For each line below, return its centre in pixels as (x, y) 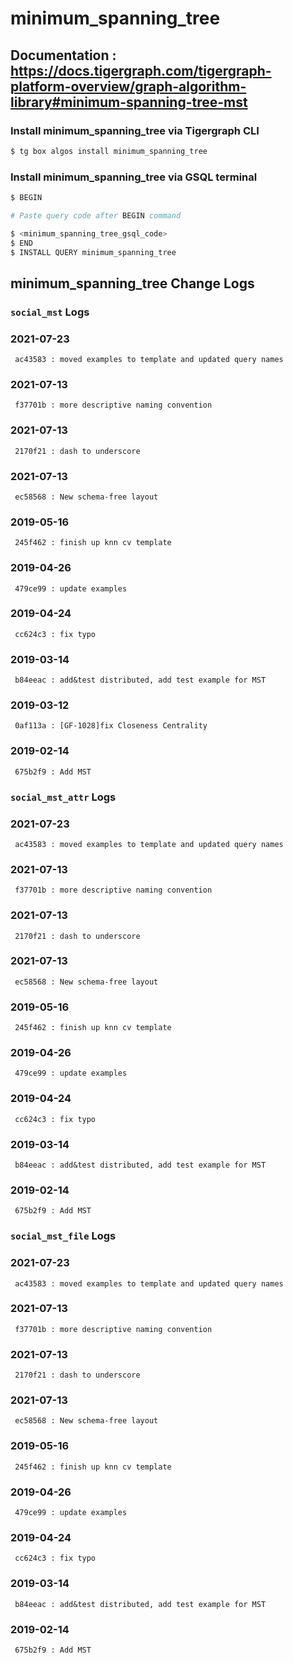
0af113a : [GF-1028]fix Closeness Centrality (111, 726)
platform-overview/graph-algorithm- (128, 86)
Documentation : (63, 55)
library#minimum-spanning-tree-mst (129, 102)
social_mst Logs (50, 312)
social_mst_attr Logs (63, 797)
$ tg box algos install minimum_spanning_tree (109, 151)
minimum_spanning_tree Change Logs (132, 283)
